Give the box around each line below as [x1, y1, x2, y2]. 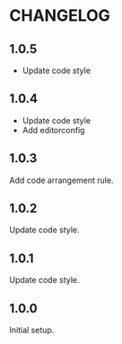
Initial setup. [9, 325, 55, 336]
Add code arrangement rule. [9, 175, 114, 186]
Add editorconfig [22, 124, 85, 135]
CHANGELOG [9, 5, 110, 26]
